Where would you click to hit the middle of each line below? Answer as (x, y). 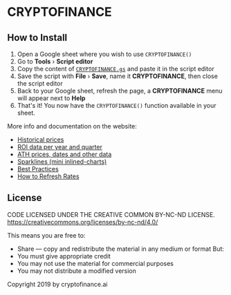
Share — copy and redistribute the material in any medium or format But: (121, 249)
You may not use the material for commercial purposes (95, 263)
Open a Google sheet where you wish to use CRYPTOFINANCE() (104, 54)
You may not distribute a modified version (77, 271)
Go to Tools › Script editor (55, 61)
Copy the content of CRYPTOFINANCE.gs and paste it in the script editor (115, 69)
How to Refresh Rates (48, 176)
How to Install (37, 38)
